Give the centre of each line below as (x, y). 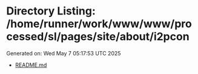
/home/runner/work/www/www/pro (99, 24)
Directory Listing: (51, 11)
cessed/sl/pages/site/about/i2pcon (98, 37)
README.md (31, 65)
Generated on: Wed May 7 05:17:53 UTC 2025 (64, 53)
